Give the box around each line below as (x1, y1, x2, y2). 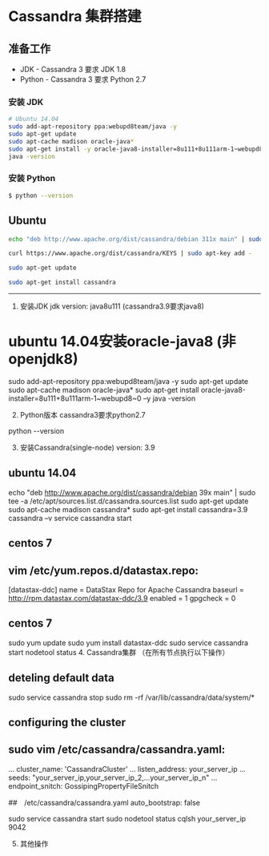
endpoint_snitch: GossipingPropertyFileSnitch (8, 781, 159, 790)
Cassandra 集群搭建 (8, 7, 142, 26)
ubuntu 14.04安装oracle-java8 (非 (8, 333, 236, 351)
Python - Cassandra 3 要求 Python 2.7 (19, 75, 147, 84)
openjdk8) (8, 350, 78, 369)
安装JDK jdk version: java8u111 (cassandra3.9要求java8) (19, 301, 204, 311)
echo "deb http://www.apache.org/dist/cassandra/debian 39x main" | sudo (8, 487, 256, 497)
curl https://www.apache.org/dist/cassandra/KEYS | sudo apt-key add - (8, 249, 252, 257)
